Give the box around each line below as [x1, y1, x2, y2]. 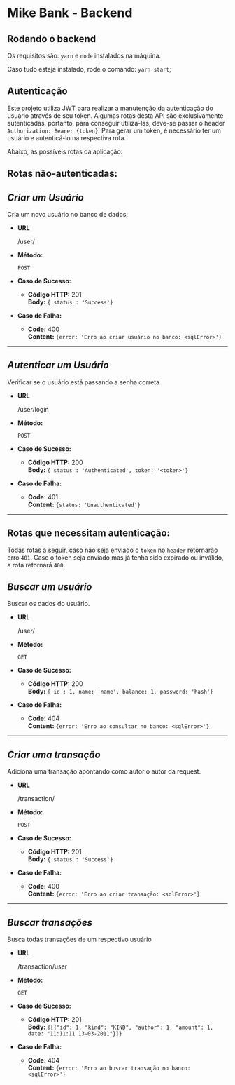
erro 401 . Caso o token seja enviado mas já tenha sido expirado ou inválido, [7, 553, 224, 562]
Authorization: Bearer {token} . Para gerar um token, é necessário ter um [7, 126, 222, 135]
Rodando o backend [7, 33, 97, 45]
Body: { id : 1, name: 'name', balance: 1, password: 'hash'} [27, 687, 213, 696]
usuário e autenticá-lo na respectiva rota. [7, 133, 127, 142]
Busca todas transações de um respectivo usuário [7, 935, 152, 944]
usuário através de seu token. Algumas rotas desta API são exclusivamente [7, 111, 224, 120]
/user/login [17, 405, 49, 413]
